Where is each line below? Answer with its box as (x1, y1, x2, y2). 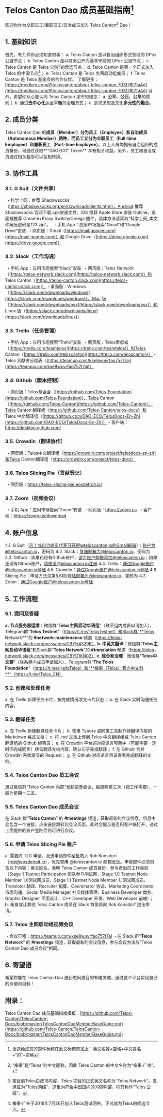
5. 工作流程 (5, 595, 38, 603)
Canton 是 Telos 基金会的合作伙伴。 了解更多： (5, 77, 99, 82)
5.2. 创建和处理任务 (5, 684, 50, 691)
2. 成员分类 (5, 116, 38, 124)
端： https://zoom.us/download (5, 513, 66, 519)
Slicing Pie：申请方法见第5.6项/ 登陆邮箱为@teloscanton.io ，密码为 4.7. (5, 573, 147, 579)
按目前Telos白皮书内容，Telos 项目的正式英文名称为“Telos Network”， (12, 1078, 153, 1084)
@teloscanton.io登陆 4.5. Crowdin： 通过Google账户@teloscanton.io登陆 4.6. (5, 567, 158, 573)
